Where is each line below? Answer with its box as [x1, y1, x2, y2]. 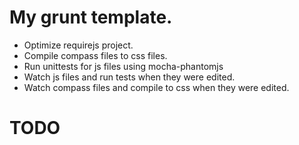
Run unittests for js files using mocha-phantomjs [23, 60, 224, 72]
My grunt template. [9, 6, 173, 29]
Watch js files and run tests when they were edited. [23, 71, 236, 83]
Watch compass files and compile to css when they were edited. [23, 81, 290, 93]
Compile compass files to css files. [23, 49, 168, 61]
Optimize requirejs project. [23, 39, 134, 51]
